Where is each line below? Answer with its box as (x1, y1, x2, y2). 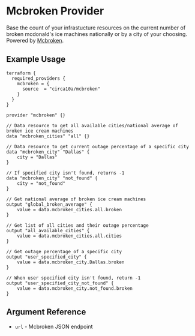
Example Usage (6, 54, 66, 64)
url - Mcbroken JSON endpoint (14, 323, 93, 330)
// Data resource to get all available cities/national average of (6, 122, 179, 128)
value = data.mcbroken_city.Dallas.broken (17, 259, 125, 265)
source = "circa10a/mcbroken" (22, 86, 101, 92)
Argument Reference (6, 307, 86, 317)
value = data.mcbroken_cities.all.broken (17, 206, 122, 212)
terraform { (6, 70, 36, 76)
